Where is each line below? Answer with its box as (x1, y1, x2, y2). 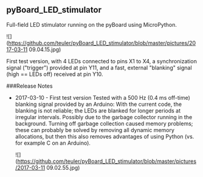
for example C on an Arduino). (15, 139, 91, 147)
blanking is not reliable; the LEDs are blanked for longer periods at (15, 106, 181, 114)
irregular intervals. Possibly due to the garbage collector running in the (15, 113, 193, 120)
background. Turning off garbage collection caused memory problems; (15, 120, 193, 127)
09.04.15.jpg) (29, 46, 61, 53)
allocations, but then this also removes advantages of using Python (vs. (15, 133, 194, 140)
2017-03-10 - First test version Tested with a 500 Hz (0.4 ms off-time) (15, 94, 190, 101)
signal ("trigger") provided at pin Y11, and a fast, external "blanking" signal (6, 64, 193, 71)
